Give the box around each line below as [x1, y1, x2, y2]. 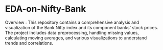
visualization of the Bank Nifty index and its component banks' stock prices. [5, 24, 158, 30]
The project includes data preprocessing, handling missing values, [5, 30, 139, 35]
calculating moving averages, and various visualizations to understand [5, 35, 147, 41]
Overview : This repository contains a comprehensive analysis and [5, 19, 140, 25]
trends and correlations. [5, 40, 53, 46]
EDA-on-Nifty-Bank [5, 3, 86, 15]
